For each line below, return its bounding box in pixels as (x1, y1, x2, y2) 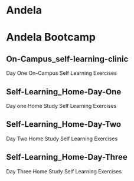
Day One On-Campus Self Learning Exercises (6, 70, 117, 77)
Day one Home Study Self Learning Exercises (6, 103, 117, 109)
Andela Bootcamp (6, 31, 96, 44)
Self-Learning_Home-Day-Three (6, 152, 128, 162)
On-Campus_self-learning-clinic (6, 54, 129, 64)
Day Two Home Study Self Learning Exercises (6, 135, 118, 142)
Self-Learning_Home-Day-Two (6, 119, 122, 130)
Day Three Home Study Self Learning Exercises (6, 167, 122, 175)
